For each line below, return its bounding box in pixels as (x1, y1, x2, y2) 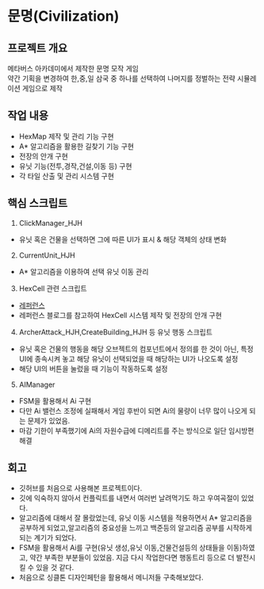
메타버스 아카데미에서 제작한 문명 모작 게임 (7, 64, 140, 73)
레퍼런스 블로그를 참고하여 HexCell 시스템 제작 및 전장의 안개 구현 (18, 310, 223, 319)
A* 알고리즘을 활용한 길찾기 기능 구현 (18, 141, 134, 151)
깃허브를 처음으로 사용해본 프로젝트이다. (18, 484, 143, 493)
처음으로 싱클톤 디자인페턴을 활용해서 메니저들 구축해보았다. (18, 572, 204, 583)
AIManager (18, 380, 55, 389)
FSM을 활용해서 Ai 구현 (18, 396, 92, 405)
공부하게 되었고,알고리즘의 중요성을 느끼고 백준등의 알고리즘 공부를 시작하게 (18, 523, 253, 533)
